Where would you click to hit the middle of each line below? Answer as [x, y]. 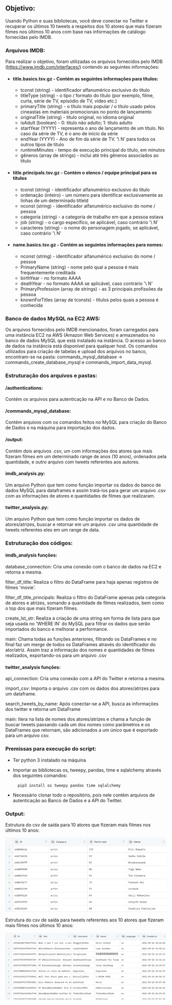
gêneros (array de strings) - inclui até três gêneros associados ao [89, 155]
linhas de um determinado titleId [54, 200]
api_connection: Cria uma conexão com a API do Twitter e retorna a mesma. [85, 679]
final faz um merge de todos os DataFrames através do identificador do [81, 645]
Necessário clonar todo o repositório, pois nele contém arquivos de [84, 795]
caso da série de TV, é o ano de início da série [69, 134]
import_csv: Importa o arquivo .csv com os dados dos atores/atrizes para [82, 688]
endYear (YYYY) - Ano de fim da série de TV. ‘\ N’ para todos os [88, 139]
